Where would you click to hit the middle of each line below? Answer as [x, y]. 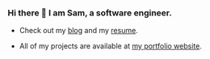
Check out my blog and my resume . [78, 31]
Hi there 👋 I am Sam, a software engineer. [90, 13]
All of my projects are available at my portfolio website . [111, 46]
